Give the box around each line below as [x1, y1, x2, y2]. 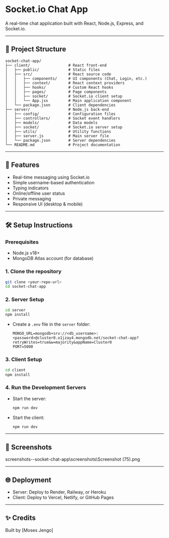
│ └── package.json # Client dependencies [5, 102, 116, 107]
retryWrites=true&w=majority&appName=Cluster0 [12, 340, 112, 345]
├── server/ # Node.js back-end [5, 107, 109, 112]
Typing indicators [12, 185, 49, 191]
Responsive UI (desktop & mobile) [12, 201, 83, 207]
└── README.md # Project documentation [5, 142, 121, 147]
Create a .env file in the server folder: [12, 321, 91, 328]
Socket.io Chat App [5, 4, 88, 15]
